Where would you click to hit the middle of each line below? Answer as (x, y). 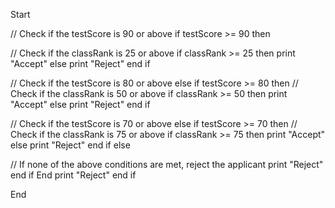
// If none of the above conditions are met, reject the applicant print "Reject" (167, 164)
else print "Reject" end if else (70, 145)
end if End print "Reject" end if (73, 175)
